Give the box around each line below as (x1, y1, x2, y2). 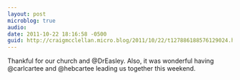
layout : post (7, 10, 46, 18)
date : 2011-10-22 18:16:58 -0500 (7, 30, 107, 38)
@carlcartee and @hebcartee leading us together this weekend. (7, 64, 196, 73)
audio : (7, 24, 27, 31)
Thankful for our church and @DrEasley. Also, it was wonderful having (7, 56, 214, 65)
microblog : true (7, 17, 56, 24)
